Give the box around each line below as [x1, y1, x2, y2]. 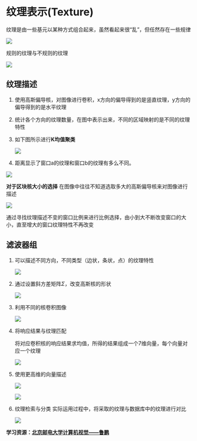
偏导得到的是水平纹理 [14, 103, 66, 111]
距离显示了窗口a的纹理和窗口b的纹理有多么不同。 [14, 159, 135, 166]
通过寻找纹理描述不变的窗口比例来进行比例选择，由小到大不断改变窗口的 [6, 213, 181, 220]
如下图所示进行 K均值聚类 [14, 136, 75, 143]
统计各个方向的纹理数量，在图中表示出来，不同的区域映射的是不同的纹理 [14, 116, 190, 123]
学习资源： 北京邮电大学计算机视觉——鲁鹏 [6, 429, 109, 436]
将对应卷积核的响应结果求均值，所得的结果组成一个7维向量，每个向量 [14, 339, 183, 347]
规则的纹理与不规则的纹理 [6, 49, 68, 56]
